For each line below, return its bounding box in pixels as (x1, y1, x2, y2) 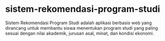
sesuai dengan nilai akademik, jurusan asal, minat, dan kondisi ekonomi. (5, 30, 154, 36)
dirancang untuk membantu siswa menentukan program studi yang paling (5, 25, 158, 31)
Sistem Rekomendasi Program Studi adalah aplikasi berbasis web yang (5, 20, 152, 26)
